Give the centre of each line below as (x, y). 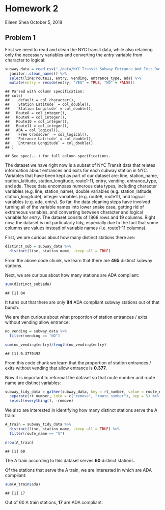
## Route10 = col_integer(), (37, 122)
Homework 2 (32, 9)
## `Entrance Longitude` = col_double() (49, 143)
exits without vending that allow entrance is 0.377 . (56, 368)
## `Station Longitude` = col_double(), (49, 109)
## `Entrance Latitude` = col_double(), (49, 139)
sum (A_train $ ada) (23, 484)
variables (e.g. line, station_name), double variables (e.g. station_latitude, (79, 191)
